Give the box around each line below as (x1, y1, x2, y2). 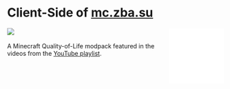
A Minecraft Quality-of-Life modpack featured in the (7, 41, 155, 50)
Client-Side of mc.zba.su (7, 5, 154, 21)
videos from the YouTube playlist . (7, 49, 102, 57)
